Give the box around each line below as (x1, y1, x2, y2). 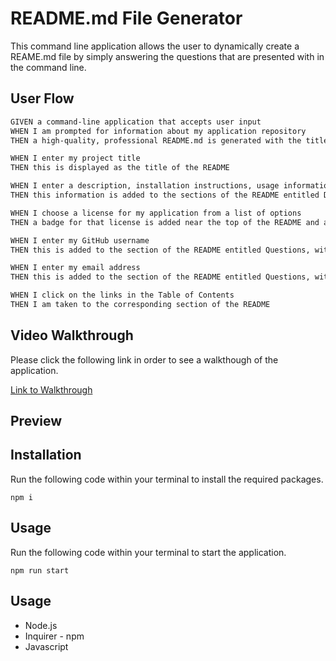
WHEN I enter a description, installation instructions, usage (10, 181, 280, 191)
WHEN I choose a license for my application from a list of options (10, 208, 302, 218)
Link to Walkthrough (10, 383, 93, 396)
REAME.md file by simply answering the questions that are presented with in (10, 50, 325, 62)
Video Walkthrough (10, 327, 134, 344)
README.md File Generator (10, 7, 243, 30)
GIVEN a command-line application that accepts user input (10, 117, 262, 127)
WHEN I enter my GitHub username (10, 235, 150, 246)
